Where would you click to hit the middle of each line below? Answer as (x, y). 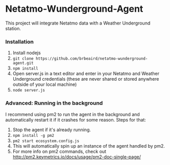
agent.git (23, 63)
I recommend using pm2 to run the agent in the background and (73, 114)
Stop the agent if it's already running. (52, 129)
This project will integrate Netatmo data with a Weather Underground (78, 23)
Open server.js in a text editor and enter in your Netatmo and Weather (86, 74)
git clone (23, 59)
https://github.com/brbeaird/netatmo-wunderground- (92, 59)
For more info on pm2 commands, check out (59, 151)
